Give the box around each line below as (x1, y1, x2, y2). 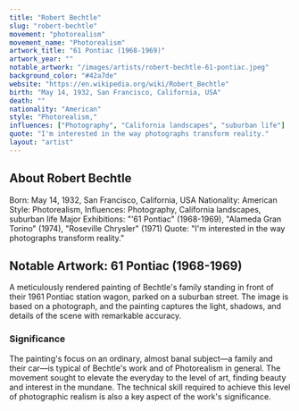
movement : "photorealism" (9, 29, 105, 38)
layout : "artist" (9, 138, 74, 147)
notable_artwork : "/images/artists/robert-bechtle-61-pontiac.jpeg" (9, 63, 270, 72)
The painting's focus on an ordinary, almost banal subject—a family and (9, 353, 274, 364)
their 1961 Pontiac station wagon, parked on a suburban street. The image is (9, 291, 289, 302)
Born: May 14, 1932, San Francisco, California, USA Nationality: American (9, 194, 278, 205)
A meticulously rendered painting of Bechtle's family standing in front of (9, 282, 274, 293)
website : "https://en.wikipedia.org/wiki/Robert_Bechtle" (9, 80, 229, 88)
